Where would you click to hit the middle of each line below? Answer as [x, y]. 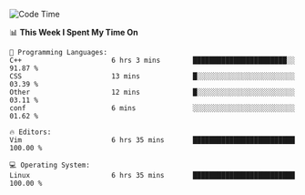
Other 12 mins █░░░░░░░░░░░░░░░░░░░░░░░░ [152, 92]
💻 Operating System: [50, 165]
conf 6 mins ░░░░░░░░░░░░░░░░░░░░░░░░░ [152, 108]
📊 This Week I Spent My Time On [74, 32]
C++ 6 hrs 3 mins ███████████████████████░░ [152, 60]
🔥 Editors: [30, 132]
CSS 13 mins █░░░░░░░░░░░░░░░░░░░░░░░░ [152, 77]
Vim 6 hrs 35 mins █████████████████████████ [152, 140]
